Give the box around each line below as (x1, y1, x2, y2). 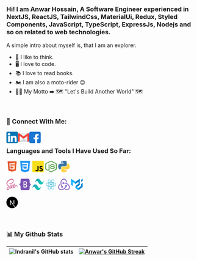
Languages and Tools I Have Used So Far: (6, 146, 131, 155)
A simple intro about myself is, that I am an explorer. (6, 42, 137, 49)
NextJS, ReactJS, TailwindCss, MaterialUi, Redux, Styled (6, 12, 178, 21)
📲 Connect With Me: (6, 117, 67, 126)
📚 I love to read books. (15, 70, 74, 77)
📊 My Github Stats (6, 230, 63, 238)
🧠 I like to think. (15, 54, 54, 61)
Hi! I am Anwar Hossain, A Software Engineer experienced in (6, 5, 189, 13)
